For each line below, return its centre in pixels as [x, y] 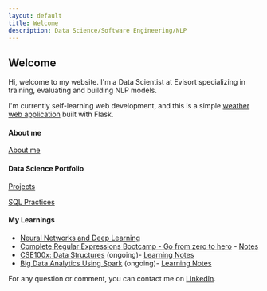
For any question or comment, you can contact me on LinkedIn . [112, 278]
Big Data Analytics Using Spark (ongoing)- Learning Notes [116, 263]
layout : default [35, 16]
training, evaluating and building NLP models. [83, 90]
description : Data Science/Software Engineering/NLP [98, 30]
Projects [22, 186]
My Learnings [32, 220]
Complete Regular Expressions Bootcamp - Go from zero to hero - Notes [139, 246]
